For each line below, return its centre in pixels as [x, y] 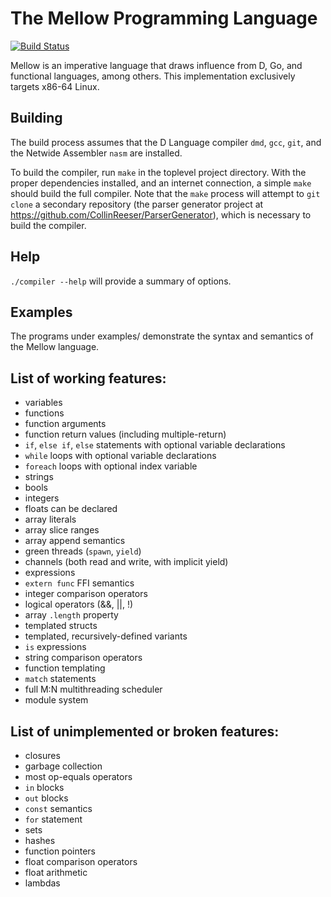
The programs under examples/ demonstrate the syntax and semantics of [162, 336]
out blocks [46, 798]
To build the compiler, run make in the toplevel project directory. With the [158, 172]
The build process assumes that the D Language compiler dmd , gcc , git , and [166, 142]
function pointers [60, 851]
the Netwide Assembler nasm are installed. [96, 153]
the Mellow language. [55, 347]
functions [44, 413]
